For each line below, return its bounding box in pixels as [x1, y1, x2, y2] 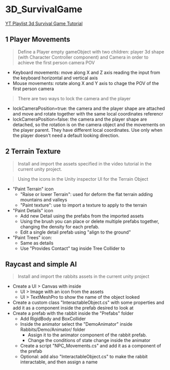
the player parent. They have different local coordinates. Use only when [12, 127, 163, 133]
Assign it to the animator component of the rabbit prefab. [27, 332, 147, 338]
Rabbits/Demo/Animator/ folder [20, 327, 86, 333]
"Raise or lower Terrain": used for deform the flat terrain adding [20, 191, 153, 197]
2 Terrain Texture [5, 147, 61, 156]
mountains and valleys [20, 196, 67, 203]
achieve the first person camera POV [17, 60, 95, 66]
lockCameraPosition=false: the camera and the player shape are [12, 116, 147, 122]
